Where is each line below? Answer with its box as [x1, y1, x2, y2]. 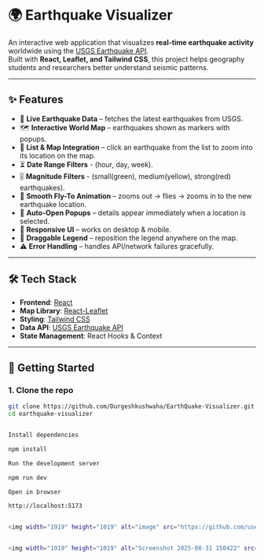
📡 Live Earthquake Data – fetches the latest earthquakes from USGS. [19, 113, 244, 123]
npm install [8, 445, 47, 453]
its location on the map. [19, 150, 96, 160]
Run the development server [8, 459, 101, 467]
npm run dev [8, 473, 47, 481]
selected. [19, 216, 50, 225]
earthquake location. [19, 199, 86, 209]
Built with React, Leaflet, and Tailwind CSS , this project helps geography [8, 54, 245, 64]
